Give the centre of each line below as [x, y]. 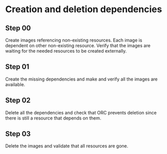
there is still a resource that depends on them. [53, 118]
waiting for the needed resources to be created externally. [66, 51]
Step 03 [18, 134]
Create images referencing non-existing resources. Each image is [74, 40]
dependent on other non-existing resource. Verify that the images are [78, 46]
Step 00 [18, 28]
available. [15, 84]
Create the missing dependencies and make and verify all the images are [81, 79]
